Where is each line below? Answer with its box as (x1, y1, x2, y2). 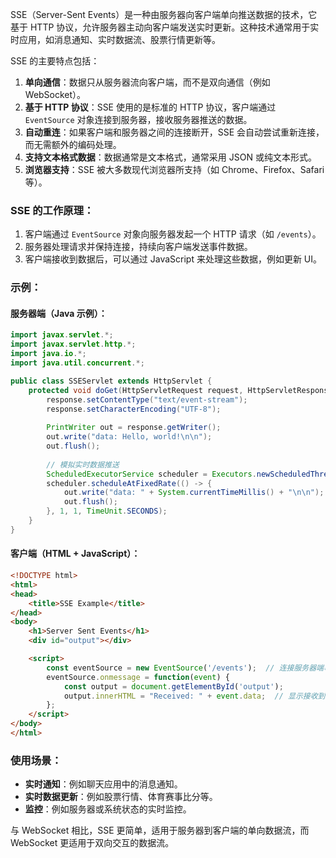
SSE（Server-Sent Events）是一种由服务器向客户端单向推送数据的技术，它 (10, 9, 318, 20)
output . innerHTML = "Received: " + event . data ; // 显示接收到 (63, 691, 326, 701)
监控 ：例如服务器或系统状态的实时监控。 (24, 803, 192, 815)
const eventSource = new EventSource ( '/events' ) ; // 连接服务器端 (46, 663, 325, 673)
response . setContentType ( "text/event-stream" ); (46, 394, 248, 405)
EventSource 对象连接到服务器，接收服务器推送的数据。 (24, 114, 253, 125)
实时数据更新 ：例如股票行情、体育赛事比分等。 (24, 791, 218, 803)
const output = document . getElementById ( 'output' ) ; (63, 681, 284, 692)
